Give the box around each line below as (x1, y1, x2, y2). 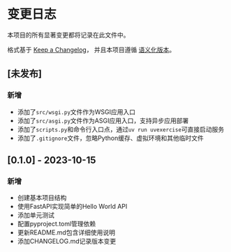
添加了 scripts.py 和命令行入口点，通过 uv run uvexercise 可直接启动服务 (17, 125, 225, 133)
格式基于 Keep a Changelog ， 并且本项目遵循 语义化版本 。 (7, 45, 176, 54)
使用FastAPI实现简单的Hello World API (17, 203, 128, 211)
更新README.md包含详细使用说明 (17, 228, 115, 237)
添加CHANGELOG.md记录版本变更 (17, 237, 117, 246)
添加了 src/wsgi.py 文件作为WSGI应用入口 (17, 107, 136, 116)
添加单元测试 (17, 211, 54, 219)
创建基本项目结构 (17, 194, 67, 202)
